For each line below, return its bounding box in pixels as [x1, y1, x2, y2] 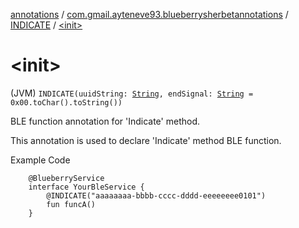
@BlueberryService [28, 173, 105, 183]
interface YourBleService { [28, 182, 145, 192]
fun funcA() [46, 199, 97, 209]
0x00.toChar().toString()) [10, 97, 123, 108]
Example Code [10, 154, 71, 166]
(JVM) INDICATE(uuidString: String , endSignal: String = [10, 87, 254, 99]
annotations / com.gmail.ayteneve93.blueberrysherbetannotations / [10, 9, 289, 20]
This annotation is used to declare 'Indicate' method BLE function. [10, 134, 282, 146]
